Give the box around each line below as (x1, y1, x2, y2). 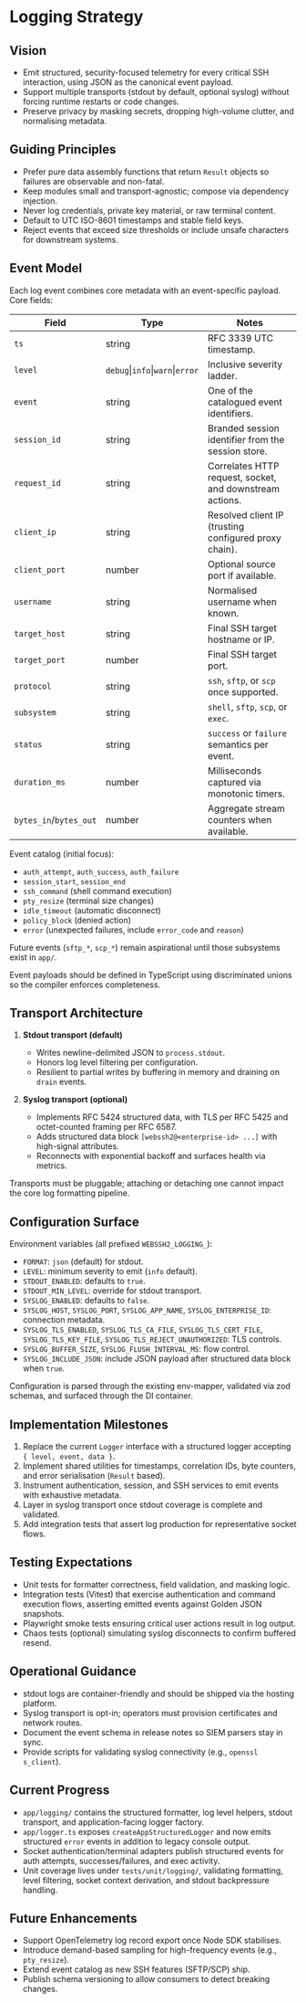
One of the (208, 384, 253, 396)
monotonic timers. (208, 787, 285, 800)
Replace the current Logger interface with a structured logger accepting (22, 1441, 291, 1452)
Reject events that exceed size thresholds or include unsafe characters (22, 224, 290, 235)
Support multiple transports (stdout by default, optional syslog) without (22, 87, 290, 97)
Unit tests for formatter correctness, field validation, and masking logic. (22, 1578, 291, 1590)
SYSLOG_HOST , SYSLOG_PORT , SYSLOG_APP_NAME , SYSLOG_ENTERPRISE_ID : (22, 1304, 271, 1316)
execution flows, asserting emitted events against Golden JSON (22, 1598, 262, 1609)
